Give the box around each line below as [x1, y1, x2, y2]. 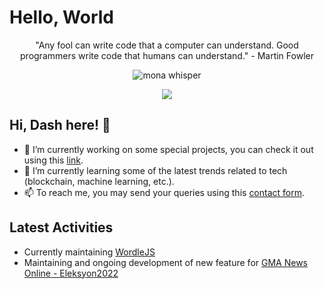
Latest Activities [9, 219, 114, 236]
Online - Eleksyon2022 [23, 267, 119, 279]
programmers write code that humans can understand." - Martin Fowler [20, 49, 314, 61]
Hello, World [9, 6, 114, 29]
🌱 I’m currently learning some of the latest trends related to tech [23, 164, 288, 176]
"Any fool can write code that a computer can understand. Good [35, 39, 299, 51]
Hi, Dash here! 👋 [9, 117, 111, 134]
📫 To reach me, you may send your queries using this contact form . [23, 186, 306, 198]
